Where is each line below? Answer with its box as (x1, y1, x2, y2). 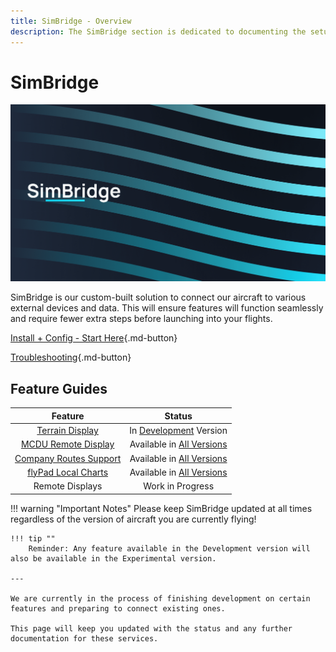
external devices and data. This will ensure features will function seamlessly (10, 302, 324, 314)
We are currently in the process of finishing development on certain (10, 593, 311, 604)
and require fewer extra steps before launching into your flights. (10, 313, 273, 325)
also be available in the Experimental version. (10, 553, 217, 564)
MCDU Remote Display (20, 438, 115, 450)
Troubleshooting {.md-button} (10, 351, 132, 364)
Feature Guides (10, 380, 108, 397)
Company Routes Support (14, 452, 122, 464)
